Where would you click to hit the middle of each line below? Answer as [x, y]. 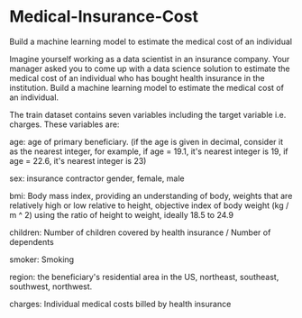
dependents [32, 241]
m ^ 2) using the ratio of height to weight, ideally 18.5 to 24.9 [122, 214]
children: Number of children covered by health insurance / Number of [140, 232]
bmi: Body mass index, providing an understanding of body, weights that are [151, 195]
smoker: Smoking [42, 259]
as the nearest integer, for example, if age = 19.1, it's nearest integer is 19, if [149, 151]
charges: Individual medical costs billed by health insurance [120, 304]
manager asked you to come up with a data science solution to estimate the [150, 68]
